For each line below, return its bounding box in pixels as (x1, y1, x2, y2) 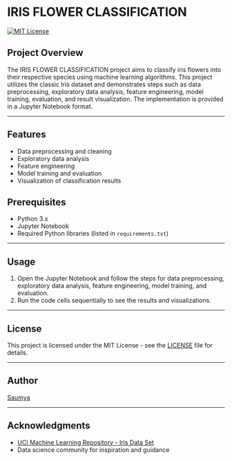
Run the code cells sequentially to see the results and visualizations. (17, 297, 212, 305)
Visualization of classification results (17, 176, 122, 185)
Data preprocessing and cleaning (17, 147, 112, 156)
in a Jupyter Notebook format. (7, 102, 93, 111)
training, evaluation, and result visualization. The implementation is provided (7, 95, 224, 103)
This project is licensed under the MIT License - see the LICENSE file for (7, 341, 213, 349)
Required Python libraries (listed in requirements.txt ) (17, 229, 169, 238)
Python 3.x (17, 215, 48, 223)
